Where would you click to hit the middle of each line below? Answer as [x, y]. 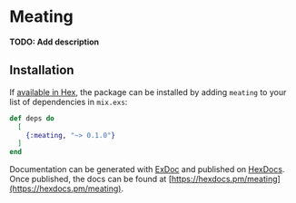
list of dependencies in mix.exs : [69, 101]
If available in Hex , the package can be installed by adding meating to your [148, 92]
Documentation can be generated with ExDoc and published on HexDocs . [147, 169]
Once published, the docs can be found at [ [91, 179]
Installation [42, 70]
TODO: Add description [54, 42]
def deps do [32, 118]
